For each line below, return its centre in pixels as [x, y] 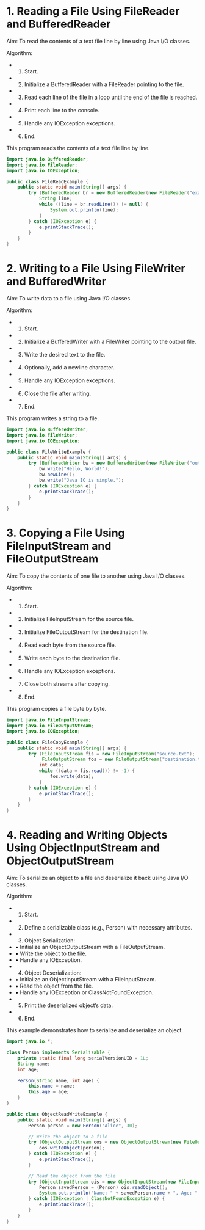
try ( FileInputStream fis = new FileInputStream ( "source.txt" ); [112, 754]
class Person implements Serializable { [59, 1052]
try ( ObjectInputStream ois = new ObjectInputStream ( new [102, 1182]
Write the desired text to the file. [65, 355]
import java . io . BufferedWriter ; [47, 429]
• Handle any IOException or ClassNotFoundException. [84, 992]
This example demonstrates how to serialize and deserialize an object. [95, 1030]
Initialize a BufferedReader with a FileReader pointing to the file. [104, 84]
